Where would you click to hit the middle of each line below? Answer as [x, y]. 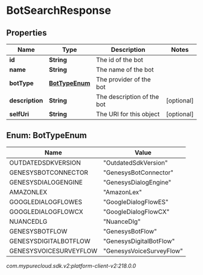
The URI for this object [128, 114]
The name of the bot [125, 70]
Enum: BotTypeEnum [47, 135]
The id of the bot [119, 60]
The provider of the [123, 79]
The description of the [127, 97]
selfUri [19, 114]
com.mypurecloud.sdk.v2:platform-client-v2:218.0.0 [71, 265]
